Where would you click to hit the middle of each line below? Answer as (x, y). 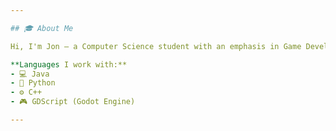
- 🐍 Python (33, 83)
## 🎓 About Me (42, 28)
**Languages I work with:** (69, 64)
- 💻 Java (30, 74)
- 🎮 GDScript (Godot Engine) (73, 102)
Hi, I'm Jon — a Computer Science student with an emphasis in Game (156, 46)
